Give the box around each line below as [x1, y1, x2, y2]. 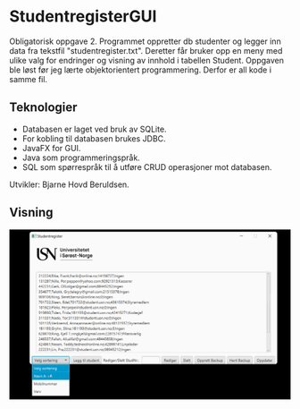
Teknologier [9, 100, 78, 115]
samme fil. [9, 73, 47, 84]
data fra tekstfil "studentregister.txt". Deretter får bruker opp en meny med [9, 45, 283, 55]
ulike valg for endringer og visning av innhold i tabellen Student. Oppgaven [9, 55, 284, 65]
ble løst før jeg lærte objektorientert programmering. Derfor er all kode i [9, 64, 272, 75]
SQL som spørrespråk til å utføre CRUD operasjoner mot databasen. [21, 161, 272, 172]
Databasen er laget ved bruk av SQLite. [21, 124, 167, 134]
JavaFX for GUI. [21, 142, 81, 153]
